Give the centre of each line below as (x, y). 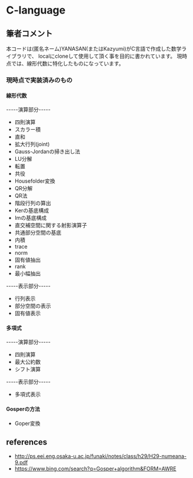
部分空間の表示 (33, 306)
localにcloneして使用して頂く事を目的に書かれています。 (107, 56)
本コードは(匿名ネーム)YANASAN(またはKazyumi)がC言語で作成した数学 (94, 49)
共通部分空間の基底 (38, 233)
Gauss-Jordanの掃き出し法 (47, 151)
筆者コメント (29, 33)
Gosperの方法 (23, 409)
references (27, 442)
